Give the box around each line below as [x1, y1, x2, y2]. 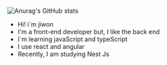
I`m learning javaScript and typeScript [17, 35, 128, 43]
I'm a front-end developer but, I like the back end [17, 28, 160, 36]
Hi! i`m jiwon [17, 20, 54, 28]
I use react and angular [17, 43, 85, 50]
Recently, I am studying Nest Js [17, 50, 110, 58]
